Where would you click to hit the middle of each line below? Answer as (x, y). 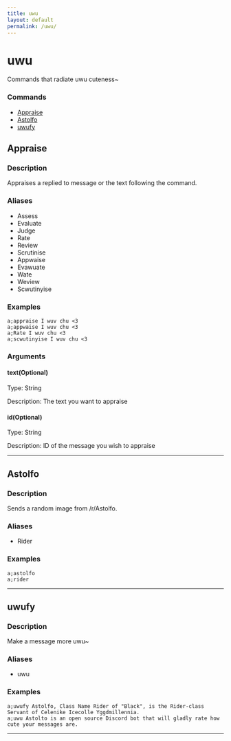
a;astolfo (21, 573)
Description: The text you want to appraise (67, 401)
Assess (27, 216)
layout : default (30, 20)
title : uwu (23, 13)
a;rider (18, 579)
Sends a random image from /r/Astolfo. (62, 508)
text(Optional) (28, 373)
